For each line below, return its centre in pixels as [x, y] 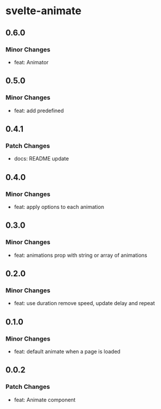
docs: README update [41, 159]
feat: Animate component [45, 400]
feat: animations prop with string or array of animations [80, 255]
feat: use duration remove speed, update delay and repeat [84, 303]
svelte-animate [43, 11]
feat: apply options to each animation [59, 207]
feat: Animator [31, 62]
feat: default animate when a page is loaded [67, 351]
